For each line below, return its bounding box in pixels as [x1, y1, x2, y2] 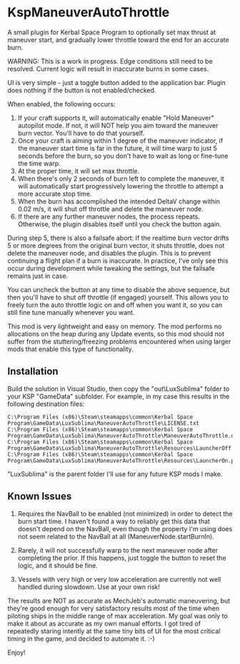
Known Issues [7, 491, 72, 503]
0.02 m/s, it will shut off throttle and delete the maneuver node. [17, 204, 204, 213]
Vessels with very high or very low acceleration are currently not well [17, 575, 221, 583]
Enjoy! [7, 648, 26, 657]
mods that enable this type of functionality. [7, 344, 134, 353]
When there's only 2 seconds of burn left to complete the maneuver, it [17, 174, 225, 183]
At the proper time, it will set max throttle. [17, 166, 140, 175]
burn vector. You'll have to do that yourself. [17, 129, 145, 137]
